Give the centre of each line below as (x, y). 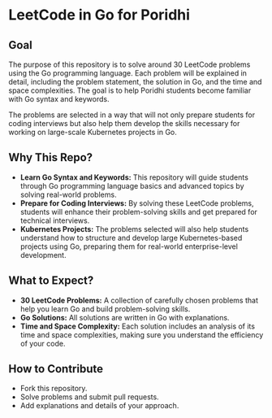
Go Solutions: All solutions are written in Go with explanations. (125, 317)
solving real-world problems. (68, 194)
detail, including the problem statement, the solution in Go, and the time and (135, 82)
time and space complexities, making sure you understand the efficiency (142, 334)
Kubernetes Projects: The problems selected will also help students (134, 229)
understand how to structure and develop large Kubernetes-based (131, 237)
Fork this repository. (54, 389)
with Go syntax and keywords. (59, 99)
